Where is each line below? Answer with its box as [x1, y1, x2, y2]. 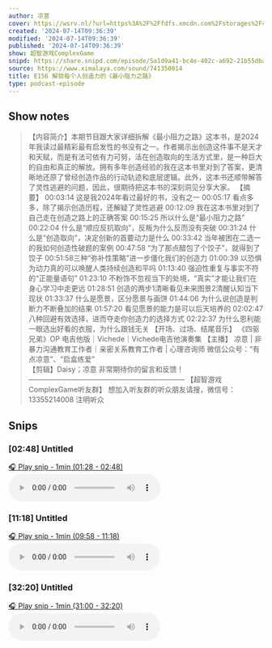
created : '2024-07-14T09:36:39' [8, 27, 117, 35]
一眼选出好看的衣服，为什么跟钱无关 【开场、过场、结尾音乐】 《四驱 [28, 324, 260, 334]
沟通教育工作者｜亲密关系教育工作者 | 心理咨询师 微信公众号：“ [42, 345, 253, 354]
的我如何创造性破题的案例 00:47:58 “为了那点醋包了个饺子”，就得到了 [28, 244, 261, 253]
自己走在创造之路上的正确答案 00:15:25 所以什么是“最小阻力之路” [28, 213, 245, 222]
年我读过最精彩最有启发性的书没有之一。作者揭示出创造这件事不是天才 [28, 142, 263, 152]
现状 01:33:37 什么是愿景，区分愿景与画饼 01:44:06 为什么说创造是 [28, 294, 251, 303]
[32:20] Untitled [8, 582, 73, 593]
